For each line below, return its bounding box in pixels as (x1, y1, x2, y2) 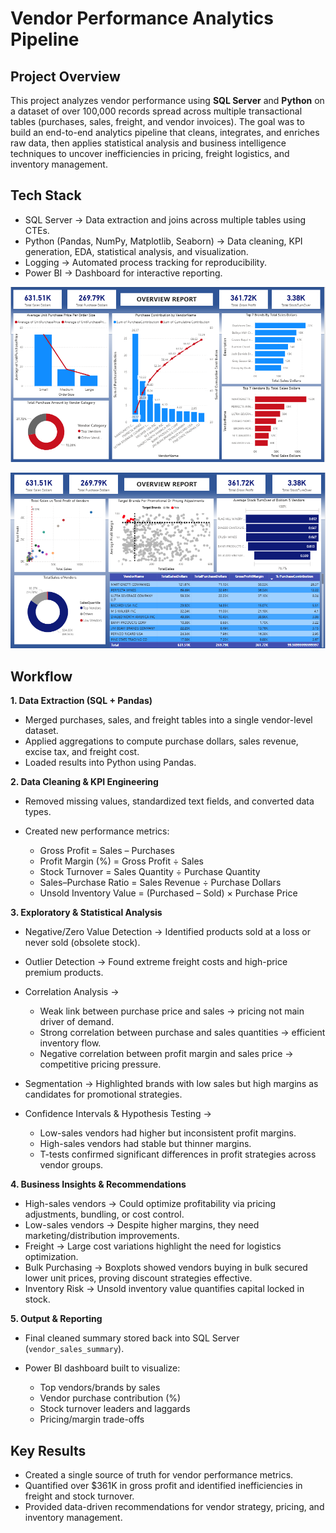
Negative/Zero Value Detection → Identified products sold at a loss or (24, 926, 312, 938)
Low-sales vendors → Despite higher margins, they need (24, 1219, 260, 1231)
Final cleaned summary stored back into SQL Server (24, 1332, 240, 1344)
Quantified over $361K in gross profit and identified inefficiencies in (24, 1480, 303, 1492)
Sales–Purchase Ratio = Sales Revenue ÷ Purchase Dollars (39, 877, 282, 889)
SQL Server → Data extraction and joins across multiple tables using (24, 213, 307, 226)
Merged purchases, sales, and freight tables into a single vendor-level (24, 714, 313, 726)
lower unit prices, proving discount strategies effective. (24, 1272, 253, 1284)
